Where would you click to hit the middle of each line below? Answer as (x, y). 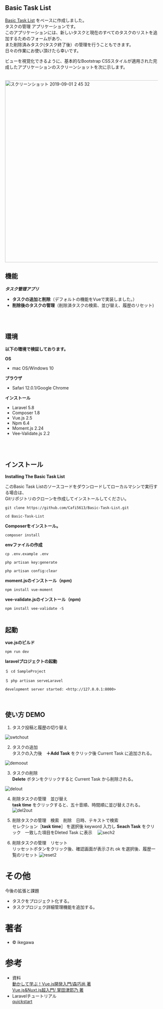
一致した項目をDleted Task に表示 (59, 832)
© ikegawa (23, 942)
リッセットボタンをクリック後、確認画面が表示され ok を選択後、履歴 (81, 849)
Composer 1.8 (26, 413)
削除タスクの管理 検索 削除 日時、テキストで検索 (65, 820)
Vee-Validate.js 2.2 (31, 434)
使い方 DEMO (25, 715)
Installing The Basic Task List (35, 477)
